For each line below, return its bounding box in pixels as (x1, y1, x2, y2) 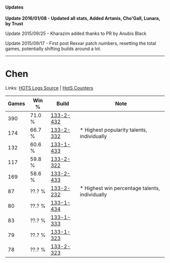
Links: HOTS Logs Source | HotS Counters (5, 85, 94, 91)
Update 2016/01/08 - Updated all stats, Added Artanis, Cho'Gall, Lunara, (5, 15, 160, 21)
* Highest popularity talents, (80, 127, 148, 134)
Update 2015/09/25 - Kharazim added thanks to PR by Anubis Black (5, 30, 147, 36)
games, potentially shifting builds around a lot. (5, 46, 102, 52)
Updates (5, 4, 24, 10)
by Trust (5, 21, 24, 27)
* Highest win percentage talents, (80, 185, 160, 192)
